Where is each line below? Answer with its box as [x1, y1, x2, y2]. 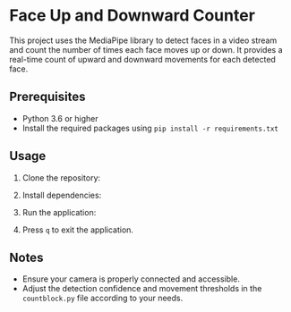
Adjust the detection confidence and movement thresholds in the [21, 283, 262, 294]
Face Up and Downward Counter [9, 5, 255, 26]
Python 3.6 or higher [21, 113, 98, 123]
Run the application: [21, 207, 97, 217]
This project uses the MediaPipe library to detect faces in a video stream [9, 35, 278, 46]
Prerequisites [9, 89, 86, 105]
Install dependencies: [21, 190, 102, 200]
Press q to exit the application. [21, 224, 134, 235]
